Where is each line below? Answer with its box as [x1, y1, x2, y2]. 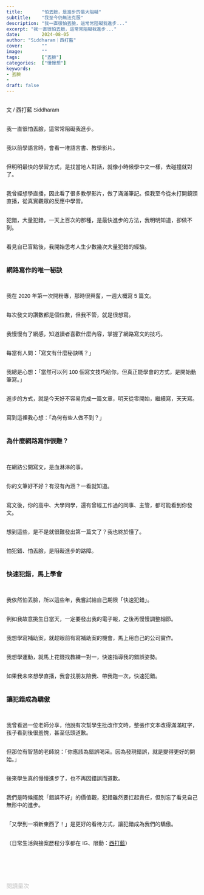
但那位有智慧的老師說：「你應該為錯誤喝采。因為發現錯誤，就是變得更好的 [6, 748, 190, 756]
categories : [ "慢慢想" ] [6, 60, 67, 66]
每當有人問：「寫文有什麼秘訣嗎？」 [6, 349, 94, 357]
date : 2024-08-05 [6, 32, 69, 38]
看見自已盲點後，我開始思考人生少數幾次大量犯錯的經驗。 [6, 244, 150, 250]
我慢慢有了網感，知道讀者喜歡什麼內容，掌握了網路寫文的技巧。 [6, 331, 166, 338]
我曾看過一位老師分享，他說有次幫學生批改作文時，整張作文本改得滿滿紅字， [6, 722, 198, 729]
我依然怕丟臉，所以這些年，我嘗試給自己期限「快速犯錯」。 [6, 596, 153, 603]
